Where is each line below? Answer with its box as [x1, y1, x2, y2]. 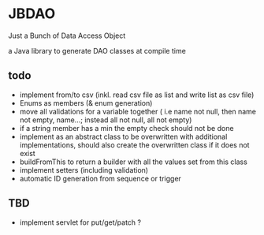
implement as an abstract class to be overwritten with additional [19, 132, 228, 141]
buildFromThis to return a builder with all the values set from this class [19, 157, 248, 166]
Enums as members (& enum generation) [19, 98, 153, 107]
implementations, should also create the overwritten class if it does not [19, 140, 250, 150]
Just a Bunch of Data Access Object [8, 31, 126, 40]
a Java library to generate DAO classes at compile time [8, 46, 187, 55]
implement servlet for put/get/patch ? [19, 218, 142, 227]
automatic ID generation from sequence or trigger [19, 173, 181, 183]
